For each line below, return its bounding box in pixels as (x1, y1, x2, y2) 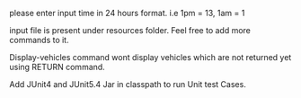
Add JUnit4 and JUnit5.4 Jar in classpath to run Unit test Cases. (9, 79, 247, 89)
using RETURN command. (9, 62, 105, 72)
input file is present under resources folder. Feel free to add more (9, 25, 252, 35)
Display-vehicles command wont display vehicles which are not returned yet (9, 52, 292, 62)
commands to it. (9, 35, 69, 45)
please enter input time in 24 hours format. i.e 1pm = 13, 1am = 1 (9, 8, 245, 18)
